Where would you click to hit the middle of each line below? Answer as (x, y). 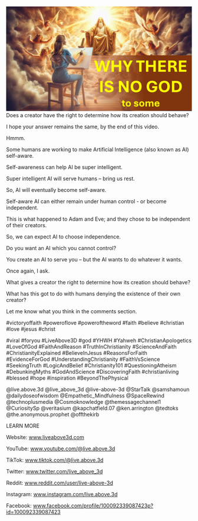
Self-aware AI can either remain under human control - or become (86, 201)
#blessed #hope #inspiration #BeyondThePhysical (67, 378)
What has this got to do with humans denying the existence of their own (93, 293)
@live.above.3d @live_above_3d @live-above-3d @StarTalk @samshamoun (98, 389)
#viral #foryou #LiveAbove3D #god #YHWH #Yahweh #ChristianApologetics (99, 340)
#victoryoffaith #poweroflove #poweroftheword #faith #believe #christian (95, 323)
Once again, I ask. (28, 271)
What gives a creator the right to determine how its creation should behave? (98, 282)
